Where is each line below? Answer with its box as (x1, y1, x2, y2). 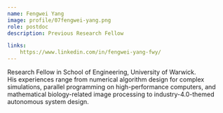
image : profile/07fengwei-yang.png (7, 17, 111, 24)
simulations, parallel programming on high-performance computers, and (7, 83, 216, 91)
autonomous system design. (7, 98, 89, 105)
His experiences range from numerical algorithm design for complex (7, 75, 205, 84)
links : (7, 43, 27, 50)
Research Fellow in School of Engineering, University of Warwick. (7, 68, 196, 76)
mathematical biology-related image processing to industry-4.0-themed (7, 90, 215, 98)
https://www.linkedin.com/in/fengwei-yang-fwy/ (20, 49, 161, 56)
